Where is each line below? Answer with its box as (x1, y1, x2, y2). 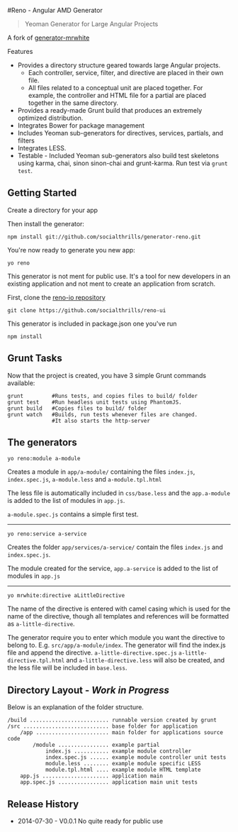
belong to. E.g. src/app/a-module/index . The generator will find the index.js (7, 641, 226, 650)
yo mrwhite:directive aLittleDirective (7, 592, 125, 599)
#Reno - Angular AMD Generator (7, 6, 103, 14)
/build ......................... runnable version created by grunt (7, 716, 217, 724)
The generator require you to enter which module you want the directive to (7, 633, 225, 642)
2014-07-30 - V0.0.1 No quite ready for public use (17, 817, 164, 826)
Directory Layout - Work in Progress (7, 684, 170, 696)
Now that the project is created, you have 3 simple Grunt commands (7, 371, 207, 379)
